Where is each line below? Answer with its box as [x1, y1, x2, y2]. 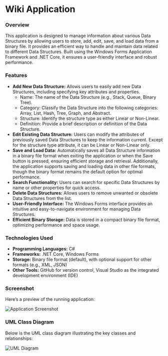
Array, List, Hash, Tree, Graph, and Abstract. [19, 110, 111, 116]
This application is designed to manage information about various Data [5, 33, 151, 39]
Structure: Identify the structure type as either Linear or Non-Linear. [19, 115, 160, 121]
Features [5, 72, 27, 79]
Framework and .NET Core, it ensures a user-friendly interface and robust [5, 54, 157, 60]
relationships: [5, 335, 33, 341]
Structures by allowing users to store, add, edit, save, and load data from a [5, 38, 159, 44]
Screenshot [5, 285, 34, 292]
